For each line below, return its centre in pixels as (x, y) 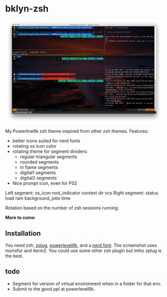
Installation (23, 233)
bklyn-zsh (27, 9)
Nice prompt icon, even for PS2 (45, 183)
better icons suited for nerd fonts (46, 141)
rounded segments (39, 162)
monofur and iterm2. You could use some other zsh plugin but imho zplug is (83, 251)
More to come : (20, 218)
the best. (14, 256)
